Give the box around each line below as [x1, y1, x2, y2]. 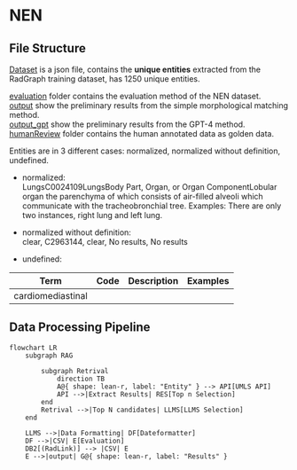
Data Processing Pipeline [9, 320, 151, 335]
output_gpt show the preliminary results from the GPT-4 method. [9, 119, 246, 129]
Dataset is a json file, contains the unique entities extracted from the [9, 64, 262, 74]
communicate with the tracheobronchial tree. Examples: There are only [21, 200, 282, 211]
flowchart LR [9, 343, 58, 352]
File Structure [9, 41, 86, 56]
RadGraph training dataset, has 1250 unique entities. [9, 74, 200, 84]
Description [128, 275, 179, 286]
